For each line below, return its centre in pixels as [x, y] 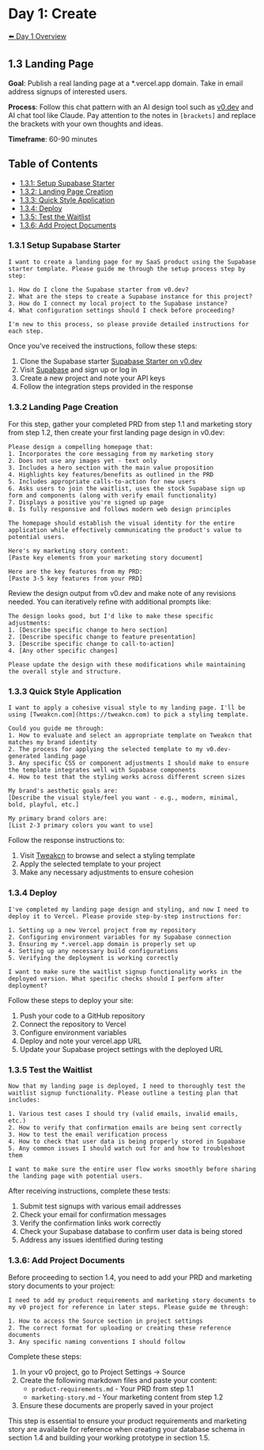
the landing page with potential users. [76, 1176]
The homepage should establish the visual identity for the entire [122, 523]
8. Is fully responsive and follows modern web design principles [120, 510]
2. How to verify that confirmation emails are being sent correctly [125, 1128]
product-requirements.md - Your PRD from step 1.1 [112, 1389]
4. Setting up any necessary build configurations [93, 951]
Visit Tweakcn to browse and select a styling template [107, 856]
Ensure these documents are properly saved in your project [116, 1406]
